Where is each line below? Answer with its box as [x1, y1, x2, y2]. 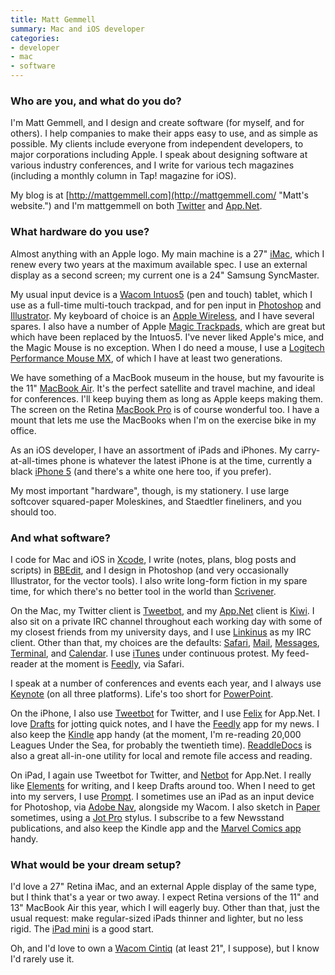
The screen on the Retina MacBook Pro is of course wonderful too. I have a [10, 403, 320, 415]
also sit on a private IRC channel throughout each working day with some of [10, 615, 323, 627]
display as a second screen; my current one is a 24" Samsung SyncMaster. [10, 269, 320, 281]
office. [10, 424, 37, 436]
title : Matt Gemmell [10, 14, 97, 25]
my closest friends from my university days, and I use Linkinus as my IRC [10, 626, 312, 638]
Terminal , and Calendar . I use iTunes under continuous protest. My [10, 647, 285, 659]
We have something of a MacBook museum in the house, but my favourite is [10, 371, 325, 383]
